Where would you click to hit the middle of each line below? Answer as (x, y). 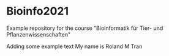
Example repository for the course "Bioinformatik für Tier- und (85, 28)
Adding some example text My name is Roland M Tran (74, 46)
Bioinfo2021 (38, 11)
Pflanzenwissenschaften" (39, 34)
